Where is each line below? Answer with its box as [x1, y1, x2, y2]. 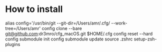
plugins [5, 41, 20, 47]
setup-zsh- [134, 36, 157, 42]
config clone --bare [41, 25, 82, 31]
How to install [5, 3, 63, 15]
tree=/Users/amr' [5, 25, 41, 31]
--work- [111, 20, 128, 26]
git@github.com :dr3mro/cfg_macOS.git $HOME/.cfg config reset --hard [5, 30, 153, 36]
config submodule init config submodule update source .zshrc [5, 36, 133, 42]
